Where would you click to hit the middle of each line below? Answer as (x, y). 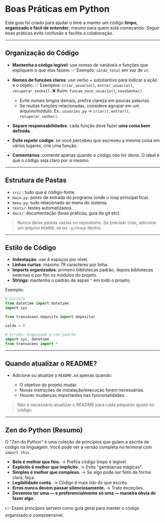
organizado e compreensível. (34, 515)
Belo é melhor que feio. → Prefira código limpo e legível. (69, 462)
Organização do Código (42, 53)
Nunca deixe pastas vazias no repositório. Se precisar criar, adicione (86, 222)
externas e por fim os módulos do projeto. (55, 275)
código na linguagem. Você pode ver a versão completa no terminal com (79, 447)
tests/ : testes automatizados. (42, 208)
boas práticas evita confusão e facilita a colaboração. (59, 33)
